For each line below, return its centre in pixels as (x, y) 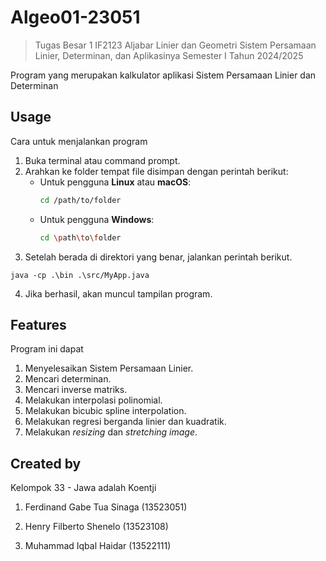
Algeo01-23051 (75, 17)
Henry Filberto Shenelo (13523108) (96, 527)
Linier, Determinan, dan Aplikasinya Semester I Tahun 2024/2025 (169, 55)
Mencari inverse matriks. (76, 390)
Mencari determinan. (68, 379)
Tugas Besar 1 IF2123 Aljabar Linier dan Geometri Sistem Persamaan (175, 45)
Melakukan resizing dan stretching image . (111, 432)
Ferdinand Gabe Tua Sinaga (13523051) (106, 507)
